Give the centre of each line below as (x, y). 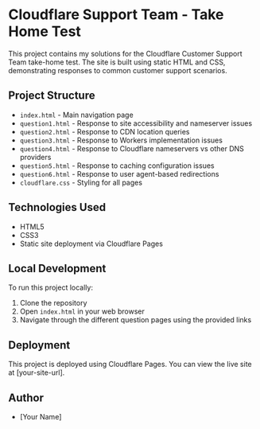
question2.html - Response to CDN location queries (105, 131)
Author (26, 398)
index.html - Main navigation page (76, 115)
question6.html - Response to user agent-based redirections (119, 174)
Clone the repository (53, 303)
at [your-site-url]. (37, 372)
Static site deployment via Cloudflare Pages (91, 244)
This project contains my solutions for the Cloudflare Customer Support (125, 53)
